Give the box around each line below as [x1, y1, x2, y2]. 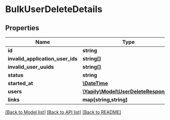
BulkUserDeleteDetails [5, 4, 103, 15]
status [8, 72, 24, 79]
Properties [5, 24, 39, 32]
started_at [8, 80, 33, 87]
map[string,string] [82, 96, 128, 103]
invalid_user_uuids [8, 64, 54, 70]
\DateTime [82, 80, 108, 87]
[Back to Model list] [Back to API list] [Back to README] [5, 109, 121, 115]
